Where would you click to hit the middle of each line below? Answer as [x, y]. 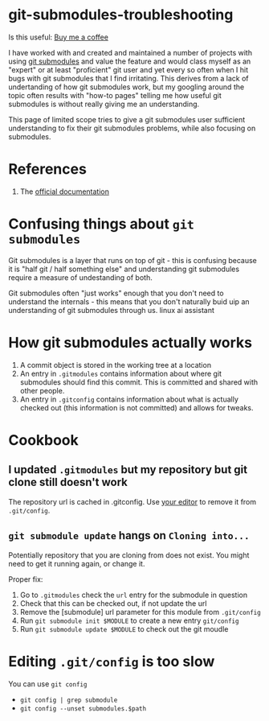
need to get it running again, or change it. [77, 563]
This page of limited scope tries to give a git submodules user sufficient [127, 119]
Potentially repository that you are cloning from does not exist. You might [129, 555]
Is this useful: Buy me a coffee [58, 37]
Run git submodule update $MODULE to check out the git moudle [124, 628]
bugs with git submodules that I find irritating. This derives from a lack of [128, 78]
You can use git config [48, 684]
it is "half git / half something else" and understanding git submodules [124, 269]
